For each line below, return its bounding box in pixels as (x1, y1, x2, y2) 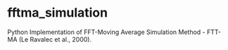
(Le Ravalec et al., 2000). (18, 35, 92, 43)
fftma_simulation (7, 5, 108, 21)
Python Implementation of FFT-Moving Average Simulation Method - (7, 28, 205, 36)
